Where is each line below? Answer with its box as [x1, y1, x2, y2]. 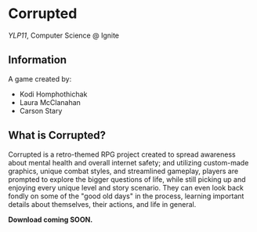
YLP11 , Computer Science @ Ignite [8, 31, 120, 40]
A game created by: [8, 74, 72, 83]
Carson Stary [19, 106, 63, 115]
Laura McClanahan [19, 97, 81, 107]
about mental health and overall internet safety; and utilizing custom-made [8, 158, 249, 167]
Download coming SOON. [8, 215, 93, 224]
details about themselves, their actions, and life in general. [8, 199, 197, 208]
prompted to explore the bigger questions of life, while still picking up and [8, 174, 246, 184]
